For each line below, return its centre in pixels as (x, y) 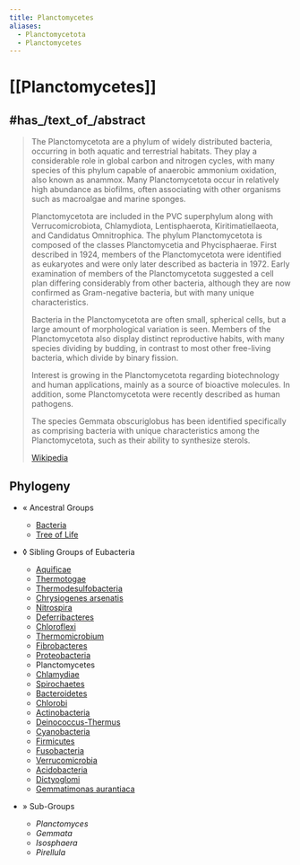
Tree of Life (57, 534)
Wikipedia (50, 458)
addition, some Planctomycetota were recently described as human (155, 394)
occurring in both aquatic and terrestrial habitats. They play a (144, 151)
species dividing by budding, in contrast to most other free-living (151, 349)
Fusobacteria (60, 751)
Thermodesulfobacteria (79, 588)
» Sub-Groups (48, 807)
